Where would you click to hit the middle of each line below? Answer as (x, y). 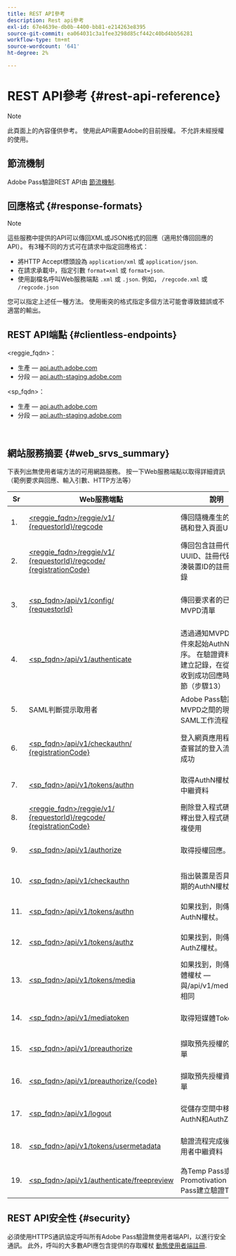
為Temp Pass (202, 1171)
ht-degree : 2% (28, 53)
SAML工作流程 (204, 720)
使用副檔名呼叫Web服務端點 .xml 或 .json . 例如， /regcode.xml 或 (112, 279)
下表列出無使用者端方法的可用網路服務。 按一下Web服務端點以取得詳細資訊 (116, 472)
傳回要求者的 (202, 600)
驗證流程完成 (202, 1141)
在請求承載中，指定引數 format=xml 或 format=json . (91, 271)
